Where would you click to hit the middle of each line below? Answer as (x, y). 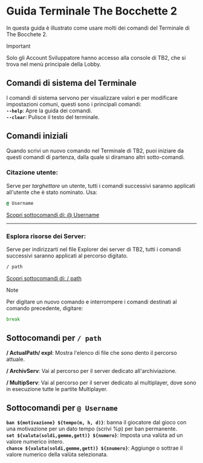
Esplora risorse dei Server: (46, 236)
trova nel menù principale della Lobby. (54, 64)
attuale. (16, 359)
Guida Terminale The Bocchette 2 (92, 11)
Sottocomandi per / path (54, 338)
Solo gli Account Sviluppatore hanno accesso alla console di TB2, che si (96, 57)
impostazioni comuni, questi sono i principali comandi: (74, 104)
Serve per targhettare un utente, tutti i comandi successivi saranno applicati (101, 186)
